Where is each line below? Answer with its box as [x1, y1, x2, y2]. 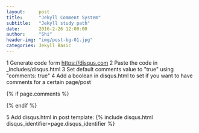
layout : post [6, 8, 50, 15]
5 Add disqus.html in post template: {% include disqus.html [6, 113, 153, 121]
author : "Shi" [6, 31, 52, 37]
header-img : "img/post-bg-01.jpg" [6, 37, 93, 43]
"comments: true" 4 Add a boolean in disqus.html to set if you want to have [6, 72, 193, 79]
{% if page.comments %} [6, 90, 69, 97]
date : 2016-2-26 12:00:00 [6, 25, 87, 32]
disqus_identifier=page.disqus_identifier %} [6, 120, 115, 127]
